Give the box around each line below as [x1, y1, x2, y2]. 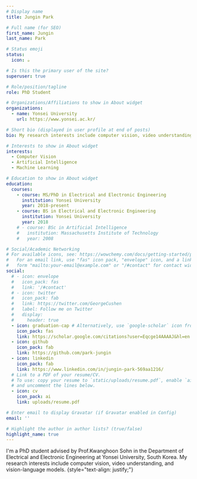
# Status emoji [6, 46, 43, 52]
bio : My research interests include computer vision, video [6, 132, 157, 138]
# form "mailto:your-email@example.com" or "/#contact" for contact [6, 263, 182, 269]
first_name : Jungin [6, 30, 54, 36]
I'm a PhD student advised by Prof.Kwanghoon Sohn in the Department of [6, 447, 184, 454]
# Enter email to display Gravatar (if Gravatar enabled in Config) [6, 410, 177, 416]
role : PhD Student [6, 89, 51, 95]
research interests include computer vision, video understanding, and [6, 460, 174, 467]
